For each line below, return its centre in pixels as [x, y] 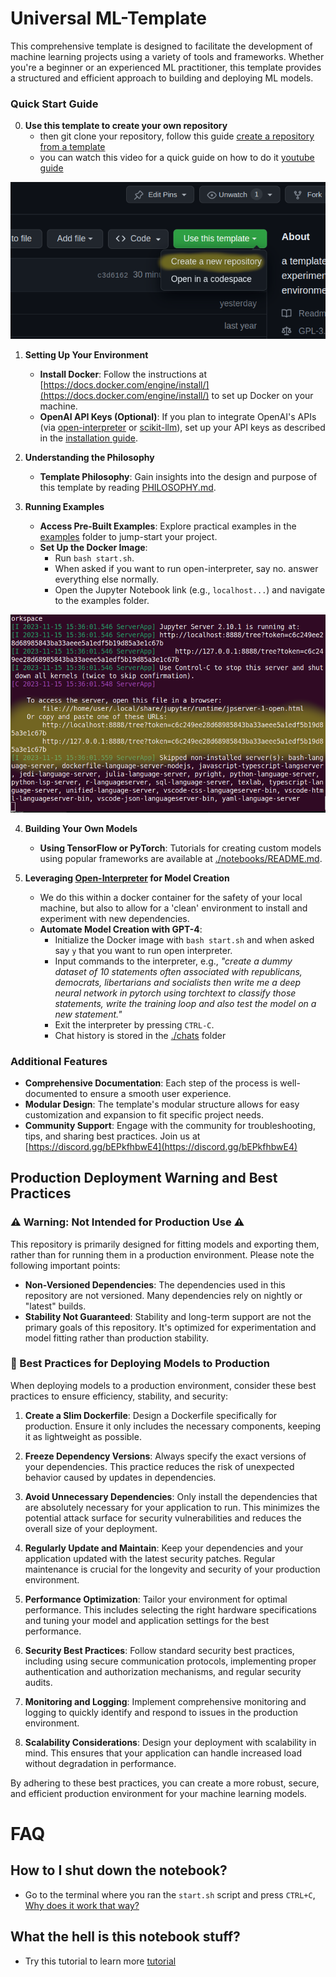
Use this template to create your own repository [126, 126]
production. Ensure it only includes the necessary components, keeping [173, 1426]
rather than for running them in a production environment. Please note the [162, 1254]
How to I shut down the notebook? [119, 1870]
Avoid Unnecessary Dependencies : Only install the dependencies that [171, 1496]
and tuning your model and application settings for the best [147, 1620]
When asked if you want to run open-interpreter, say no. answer [186, 569]
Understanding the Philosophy [89, 458]
